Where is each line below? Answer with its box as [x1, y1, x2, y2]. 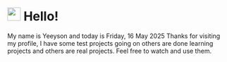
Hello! [23, 8, 59, 25]
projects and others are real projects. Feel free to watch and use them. [7, 46, 212, 55]
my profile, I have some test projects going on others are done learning [7, 39, 214, 47]
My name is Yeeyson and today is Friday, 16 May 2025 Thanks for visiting [7, 32, 221, 40]
